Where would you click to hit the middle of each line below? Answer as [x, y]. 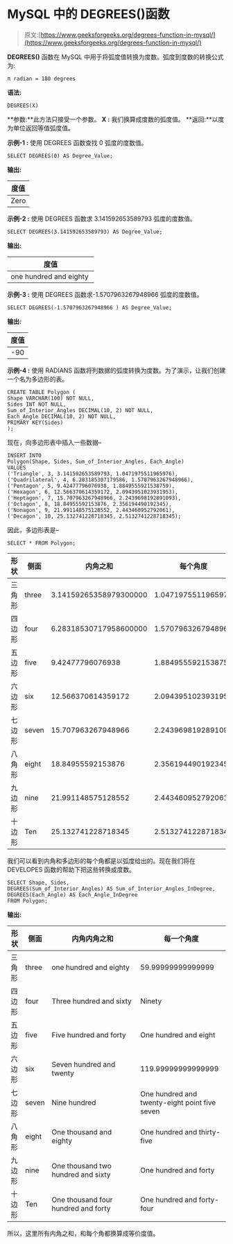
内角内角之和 [93, 939]
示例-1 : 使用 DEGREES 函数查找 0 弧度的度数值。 [77, 142]
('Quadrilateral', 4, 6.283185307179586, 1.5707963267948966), [101, 479]
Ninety [151, 1001]
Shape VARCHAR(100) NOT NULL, [51, 398]
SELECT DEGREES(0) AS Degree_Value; [60, 156]
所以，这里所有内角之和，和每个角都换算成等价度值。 [83, 1233]
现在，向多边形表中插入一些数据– [54, 442]
